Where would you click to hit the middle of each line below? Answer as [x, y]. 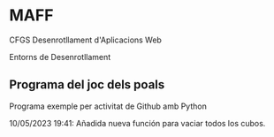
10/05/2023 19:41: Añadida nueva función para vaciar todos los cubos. [137, 123]
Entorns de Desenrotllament [60, 57]
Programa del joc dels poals [87, 85]
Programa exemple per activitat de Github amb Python [108, 106]
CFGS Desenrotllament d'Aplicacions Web [85, 40]
